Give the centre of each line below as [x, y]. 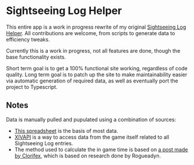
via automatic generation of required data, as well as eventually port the [92, 81]
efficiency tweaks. [28, 39]
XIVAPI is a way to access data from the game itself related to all [92, 137]
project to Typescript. [32, 87]
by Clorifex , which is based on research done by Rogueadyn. [88, 156]
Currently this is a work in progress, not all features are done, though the [93, 50]
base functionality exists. [36, 57]
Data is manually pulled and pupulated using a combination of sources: [91, 119]
